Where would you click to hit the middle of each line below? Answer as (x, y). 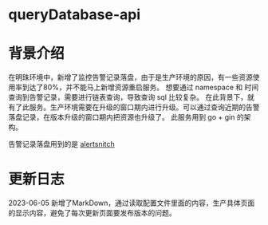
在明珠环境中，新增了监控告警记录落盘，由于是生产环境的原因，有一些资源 (130, 77)
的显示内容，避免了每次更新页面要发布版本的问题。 (92, 213)
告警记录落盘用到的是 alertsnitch (62, 144)
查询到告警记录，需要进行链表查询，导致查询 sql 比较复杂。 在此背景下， (128, 97)
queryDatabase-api (75, 15)
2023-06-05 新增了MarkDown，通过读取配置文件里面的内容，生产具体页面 (132, 203)
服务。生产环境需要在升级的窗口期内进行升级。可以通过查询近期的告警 (144, 107)
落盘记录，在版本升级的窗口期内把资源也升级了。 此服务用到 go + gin (122, 117)
